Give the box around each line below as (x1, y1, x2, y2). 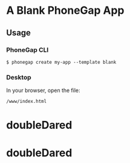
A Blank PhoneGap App (6, 4, 125, 17)
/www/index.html (6, 99, 47, 105)
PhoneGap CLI (6, 46, 49, 54)
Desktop (6, 73, 32, 81)
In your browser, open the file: (6, 87, 81, 94)
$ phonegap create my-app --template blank (6, 59, 117, 65)
